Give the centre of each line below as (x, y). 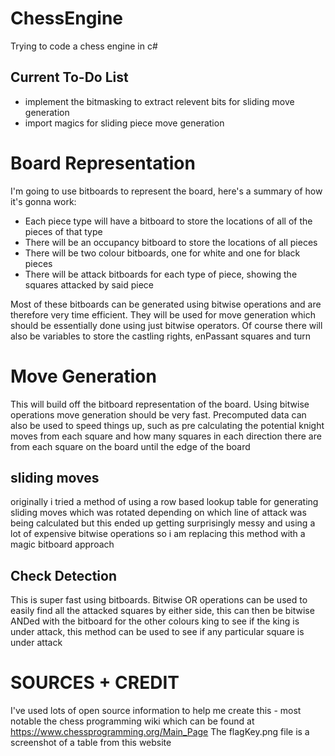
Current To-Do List (69, 77)
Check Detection (63, 575)
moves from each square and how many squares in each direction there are (166, 436)
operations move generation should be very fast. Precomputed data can (158, 414)
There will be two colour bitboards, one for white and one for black (162, 253)
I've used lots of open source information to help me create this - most (156, 711)
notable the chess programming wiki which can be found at (132, 721)
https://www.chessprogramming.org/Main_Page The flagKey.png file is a (160, 732)
